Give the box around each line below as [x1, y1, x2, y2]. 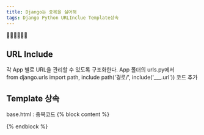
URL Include [6, 49, 53, 59]
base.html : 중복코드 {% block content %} [6, 111, 110, 118]
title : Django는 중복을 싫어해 [6, 9, 77, 15]
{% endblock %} [6, 123, 48, 130]
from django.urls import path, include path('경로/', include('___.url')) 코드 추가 [6, 74, 198, 81]
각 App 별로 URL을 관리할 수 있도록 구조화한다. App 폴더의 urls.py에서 [6, 66, 175, 73]
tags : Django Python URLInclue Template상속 [6, 15, 119, 21]
